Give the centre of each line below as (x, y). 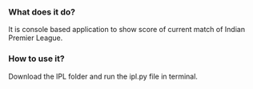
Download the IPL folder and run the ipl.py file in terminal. (103, 76)
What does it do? (42, 12)
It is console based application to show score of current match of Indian (127, 30)
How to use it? (37, 59)
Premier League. (36, 38)
